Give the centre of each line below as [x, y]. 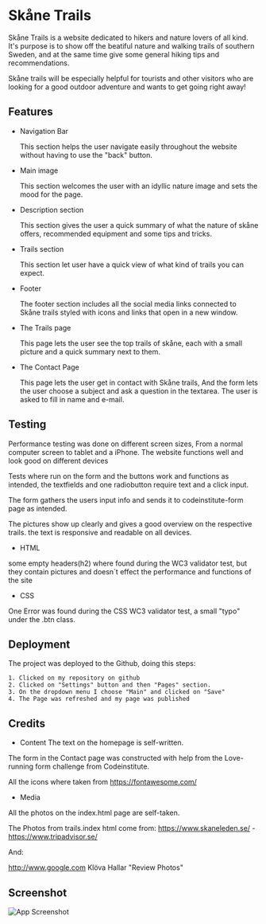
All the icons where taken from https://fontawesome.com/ [102, 782]
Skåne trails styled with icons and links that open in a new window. [129, 312]
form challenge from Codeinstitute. [92, 766]
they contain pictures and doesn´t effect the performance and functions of [130, 571]
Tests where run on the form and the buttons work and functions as [119, 476]
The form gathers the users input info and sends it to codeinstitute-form [126, 499]
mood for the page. [51, 194]
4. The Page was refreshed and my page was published [99, 699]
